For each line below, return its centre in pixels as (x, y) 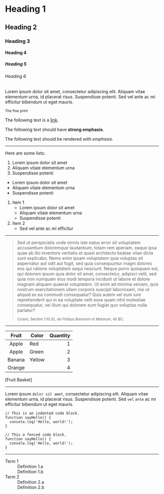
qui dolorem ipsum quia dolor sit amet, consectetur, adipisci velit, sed (87, 273)
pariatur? (26, 310)
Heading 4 (16, 53)
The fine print (16, 111)
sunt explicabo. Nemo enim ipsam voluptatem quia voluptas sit (80, 258)
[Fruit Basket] (19, 380)
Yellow (37, 360)
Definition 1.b (31, 471)
